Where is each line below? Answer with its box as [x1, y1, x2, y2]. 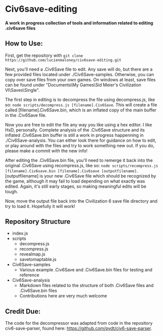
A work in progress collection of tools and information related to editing [5, 20, 153, 26]
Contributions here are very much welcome [19, 293, 107, 299]
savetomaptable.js [19, 257, 57, 262]
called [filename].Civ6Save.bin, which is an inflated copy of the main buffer [5, 107, 157, 113]
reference [19, 272, 40, 278]
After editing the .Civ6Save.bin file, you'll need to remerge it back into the [5, 157, 153, 163]
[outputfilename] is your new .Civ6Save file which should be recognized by [5, 173, 157, 179]
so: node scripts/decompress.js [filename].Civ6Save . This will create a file [5, 102, 158, 107]
